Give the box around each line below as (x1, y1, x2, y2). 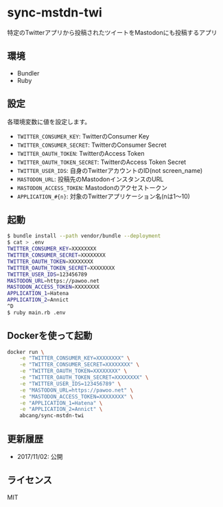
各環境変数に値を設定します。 (7, 117, 91, 126)
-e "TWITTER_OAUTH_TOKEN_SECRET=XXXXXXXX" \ (19, 374, 149, 381)
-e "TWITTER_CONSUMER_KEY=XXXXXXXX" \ (19, 355, 130, 362)
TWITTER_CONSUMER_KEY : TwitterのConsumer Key (16, 132, 150, 140)
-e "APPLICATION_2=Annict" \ (19, 406, 103, 413)
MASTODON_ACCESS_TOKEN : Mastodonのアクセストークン (16, 183, 168, 191)
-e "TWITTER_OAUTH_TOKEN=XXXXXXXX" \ (19, 368, 128, 375)
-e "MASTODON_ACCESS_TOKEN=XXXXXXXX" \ (19, 393, 134, 400)
